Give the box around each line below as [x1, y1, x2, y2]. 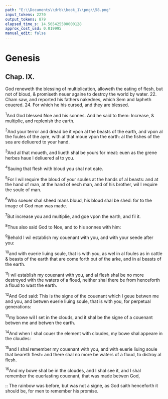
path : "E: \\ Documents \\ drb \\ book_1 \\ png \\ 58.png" [5, 7, 111, 13]
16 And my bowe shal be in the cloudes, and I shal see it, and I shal [5, 366, 141, 373]
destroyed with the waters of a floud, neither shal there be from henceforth [5, 277, 160, 283]
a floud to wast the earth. [5, 282, 58, 288]
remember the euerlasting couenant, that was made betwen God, [5, 373, 140, 379]
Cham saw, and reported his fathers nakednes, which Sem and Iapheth [5, 97, 151, 102]
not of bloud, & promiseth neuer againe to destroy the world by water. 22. [5, 91, 157, 97]
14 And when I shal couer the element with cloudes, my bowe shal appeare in [5, 329, 163, 336]
